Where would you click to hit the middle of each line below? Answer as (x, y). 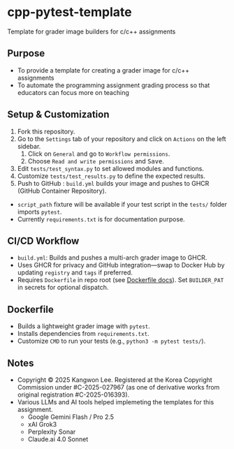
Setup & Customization (58, 115)
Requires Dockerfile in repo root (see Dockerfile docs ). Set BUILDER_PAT (120, 280)
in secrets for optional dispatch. (63, 288)
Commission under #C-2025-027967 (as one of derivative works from (118, 387)
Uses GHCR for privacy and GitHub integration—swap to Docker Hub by (121, 265)
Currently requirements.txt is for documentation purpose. (101, 219)
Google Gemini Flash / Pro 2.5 (71, 417)
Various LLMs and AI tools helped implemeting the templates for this (116, 402)
